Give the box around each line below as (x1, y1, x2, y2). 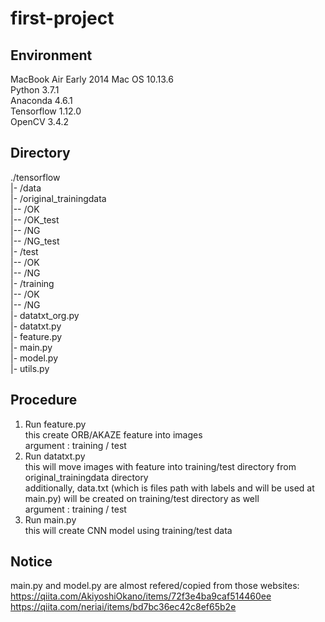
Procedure (10, 392, 78, 409)
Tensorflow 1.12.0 (10, 105, 82, 117)
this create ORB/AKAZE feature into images (24, 428, 203, 441)
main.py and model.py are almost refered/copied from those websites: (10, 580, 300, 592)
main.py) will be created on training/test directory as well (24, 492, 260, 504)
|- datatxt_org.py (10, 309, 80, 321)
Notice (10, 553, 53, 571)
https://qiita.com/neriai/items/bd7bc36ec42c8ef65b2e (10, 601, 237, 613)
